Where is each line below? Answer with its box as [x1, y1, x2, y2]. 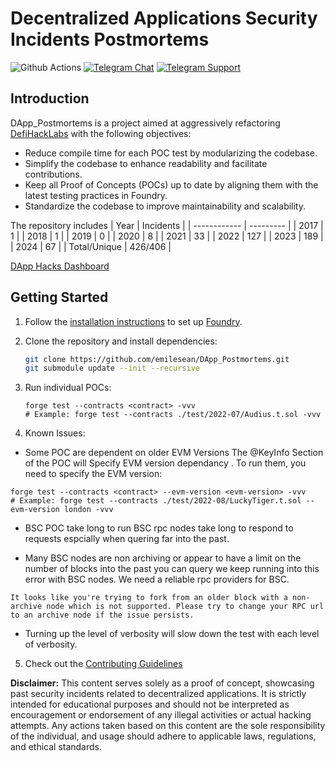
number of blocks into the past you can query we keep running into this [24, 563, 320, 575]
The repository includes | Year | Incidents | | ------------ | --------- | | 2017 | [10, 219, 324, 231]
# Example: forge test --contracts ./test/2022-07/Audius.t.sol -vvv [24, 410, 322, 420]
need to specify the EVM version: [24, 468, 163, 480]
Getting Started [10, 289, 109, 306]
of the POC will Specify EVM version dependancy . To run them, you [24, 457, 307, 469]
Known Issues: [24, 427, 86, 439]
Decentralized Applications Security [10, 7, 318, 30]
